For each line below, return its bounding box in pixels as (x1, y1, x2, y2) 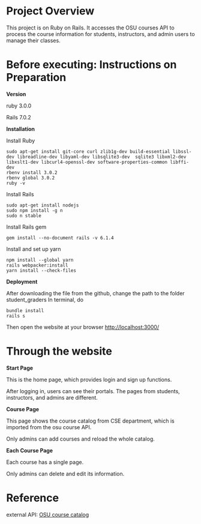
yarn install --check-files (6, 267, 77, 274)
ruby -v (6, 180, 26, 186)
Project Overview (6, 4, 95, 18)
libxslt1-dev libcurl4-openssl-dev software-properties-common (6, 159, 168, 165)
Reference (6, 491, 59, 505)
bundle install (6, 307, 44, 313)
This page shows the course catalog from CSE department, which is (6, 417, 175, 424)
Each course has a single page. (6, 458, 84, 466)
